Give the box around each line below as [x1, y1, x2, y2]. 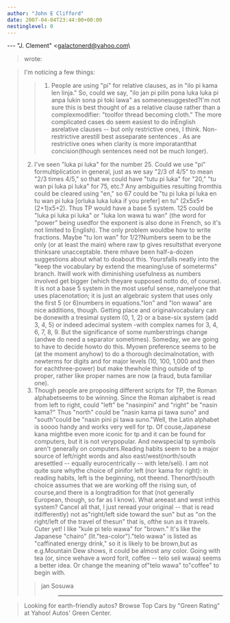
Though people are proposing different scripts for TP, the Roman [34, 386, 217, 395]
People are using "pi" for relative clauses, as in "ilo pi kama [51, 82, 218, 90]
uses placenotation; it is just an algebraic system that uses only [34, 292, 213, 300]
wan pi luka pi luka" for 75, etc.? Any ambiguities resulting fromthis [34, 183, 222, 191]
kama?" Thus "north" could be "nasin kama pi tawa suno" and [34, 408, 209, 416]
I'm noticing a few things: [23, 68, 96, 76]
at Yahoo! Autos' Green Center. [23, 609, 112, 618]
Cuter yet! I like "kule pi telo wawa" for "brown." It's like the [34, 525, 201, 533]
